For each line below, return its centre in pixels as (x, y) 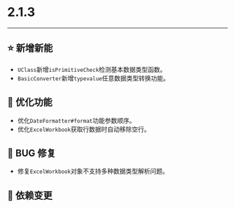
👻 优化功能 (30, 102)
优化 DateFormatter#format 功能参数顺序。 (76, 120)
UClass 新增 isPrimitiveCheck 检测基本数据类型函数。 (92, 69)
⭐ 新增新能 (30, 49)
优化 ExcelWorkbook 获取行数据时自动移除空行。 (84, 129)
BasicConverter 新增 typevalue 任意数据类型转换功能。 (93, 78)
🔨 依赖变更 (30, 195)
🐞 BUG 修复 (31, 153)
